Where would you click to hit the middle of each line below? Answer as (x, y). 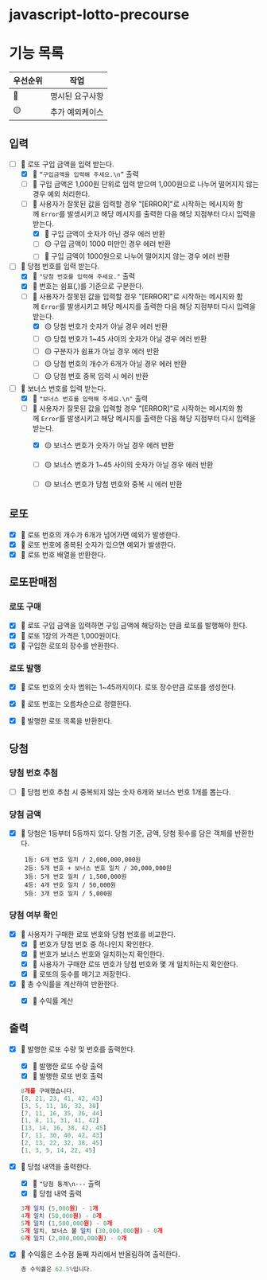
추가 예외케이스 (77, 111)
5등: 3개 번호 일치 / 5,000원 (68, 894)
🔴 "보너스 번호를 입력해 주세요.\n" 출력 (90, 398)
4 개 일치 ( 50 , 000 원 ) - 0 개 (61, 1216)
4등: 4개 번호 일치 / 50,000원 (70, 885)
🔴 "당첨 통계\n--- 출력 (67, 1183)
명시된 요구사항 (77, 96)
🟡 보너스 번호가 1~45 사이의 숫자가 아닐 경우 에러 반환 (129, 464)
